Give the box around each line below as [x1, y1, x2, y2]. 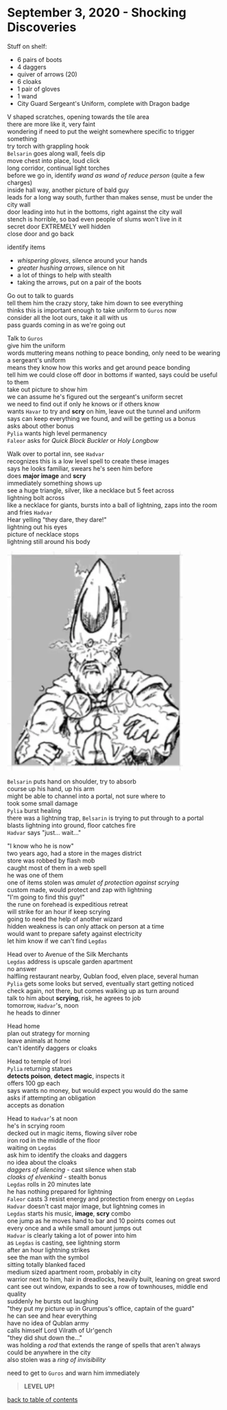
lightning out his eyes [7, 523, 67, 531]
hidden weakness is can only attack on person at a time [7, 922, 165, 930]
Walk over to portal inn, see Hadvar [7, 449, 105, 458]
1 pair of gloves [16, 85, 60, 93]
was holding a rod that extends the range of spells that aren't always [7, 1341, 201, 1349]
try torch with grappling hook [7, 142, 89, 150]
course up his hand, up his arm [7, 784, 95, 792]
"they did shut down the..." [7, 1333, 82, 1342]
